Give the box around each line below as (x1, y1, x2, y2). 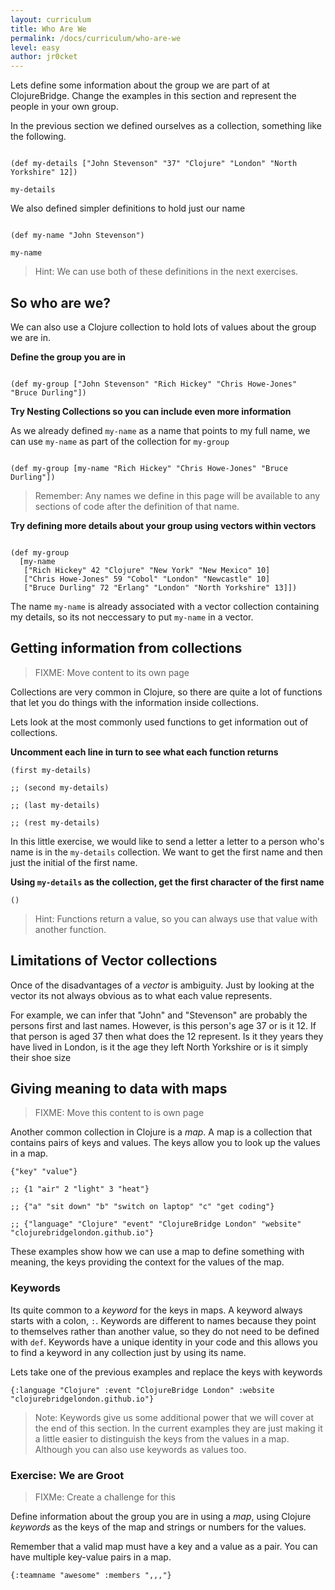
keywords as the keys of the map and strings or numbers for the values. (10, 1521, 307, 1533)
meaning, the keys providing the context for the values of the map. (10, 1256, 285, 1268)
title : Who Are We (10, 24, 87, 34)
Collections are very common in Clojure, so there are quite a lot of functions (10, 686, 323, 698)
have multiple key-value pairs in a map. (10, 1551, 172, 1563)
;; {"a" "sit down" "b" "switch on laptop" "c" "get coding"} (10, 1202, 275, 1212)
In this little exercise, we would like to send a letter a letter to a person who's (10, 835, 325, 847)
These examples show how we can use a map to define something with (10, 1246, 305, 1258)
